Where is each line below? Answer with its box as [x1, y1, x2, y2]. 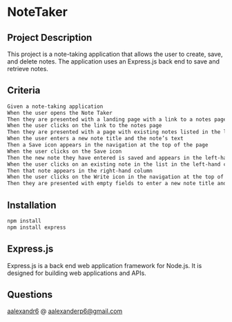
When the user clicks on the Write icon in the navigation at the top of [7, 173, 224, 180]
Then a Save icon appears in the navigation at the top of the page [7, 142, 209, 149]
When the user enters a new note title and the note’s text [7, 135, 184, 142]
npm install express [7, 224, 67, 231]
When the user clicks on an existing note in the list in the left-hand [7, 160, 221, 168]
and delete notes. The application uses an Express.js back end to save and [7, 57, 220, 66]
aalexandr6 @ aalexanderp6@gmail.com [7, 307, 123, 315]
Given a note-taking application [7, 103, 104, 110]
